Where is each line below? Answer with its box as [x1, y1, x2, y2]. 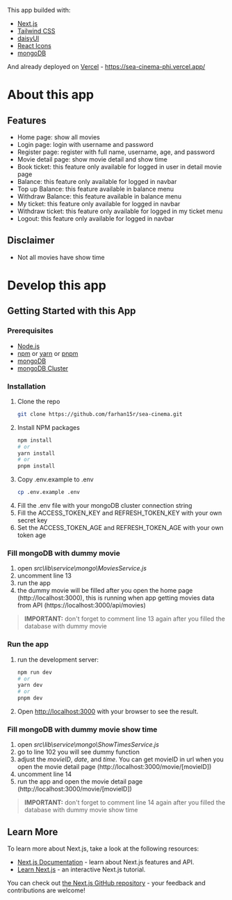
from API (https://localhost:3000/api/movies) [17, 601, 146, 610]
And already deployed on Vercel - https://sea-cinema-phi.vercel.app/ [7, 63, 206, 70]
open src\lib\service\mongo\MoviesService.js [17, 564, 147, 573]
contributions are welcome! [7, 886, 85, 894]
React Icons [17, 42, 52, 49]
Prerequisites [7, 326, 53, 336]
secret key [17, 516, 48, 525]
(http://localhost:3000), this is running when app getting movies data [17, 593, 215, 602]
